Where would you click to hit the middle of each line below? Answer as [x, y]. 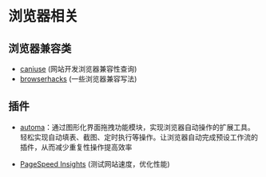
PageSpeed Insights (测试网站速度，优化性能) [95, 163]
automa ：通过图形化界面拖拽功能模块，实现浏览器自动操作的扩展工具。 [137, 127]
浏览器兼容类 [40, 48]
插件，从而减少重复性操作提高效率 [76, 147]
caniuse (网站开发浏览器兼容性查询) [78, 69]
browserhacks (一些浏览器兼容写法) [78, 79]
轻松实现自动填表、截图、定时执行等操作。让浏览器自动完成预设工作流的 [139, 137]
